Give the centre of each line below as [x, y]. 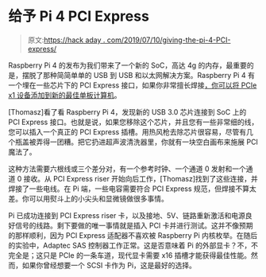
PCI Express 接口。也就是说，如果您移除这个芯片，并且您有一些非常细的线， [133, 122]
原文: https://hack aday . [66, 40]
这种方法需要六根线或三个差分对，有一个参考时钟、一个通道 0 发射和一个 [127, 169]
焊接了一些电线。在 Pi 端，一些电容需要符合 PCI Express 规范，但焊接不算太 [132, 189]
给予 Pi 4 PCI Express [79, 16]
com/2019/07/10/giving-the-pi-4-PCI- [169, 40]
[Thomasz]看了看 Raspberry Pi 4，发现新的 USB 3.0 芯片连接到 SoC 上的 [127, 111]
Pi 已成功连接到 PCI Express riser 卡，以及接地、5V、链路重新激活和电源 [127, 215]
